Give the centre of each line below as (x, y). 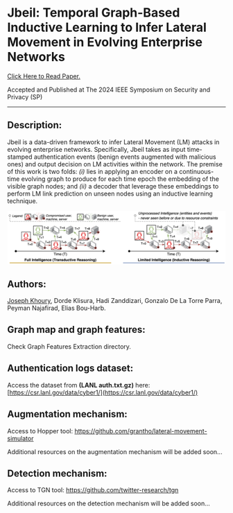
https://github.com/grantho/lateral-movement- (141, 431)
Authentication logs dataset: (70, 368)
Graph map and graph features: (76, 330)
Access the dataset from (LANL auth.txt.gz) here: (79, 385)
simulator (20, 438)
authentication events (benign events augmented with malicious (125, 157)
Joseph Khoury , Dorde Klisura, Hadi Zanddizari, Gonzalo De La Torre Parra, (115, 301)
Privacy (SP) (25, 97)
